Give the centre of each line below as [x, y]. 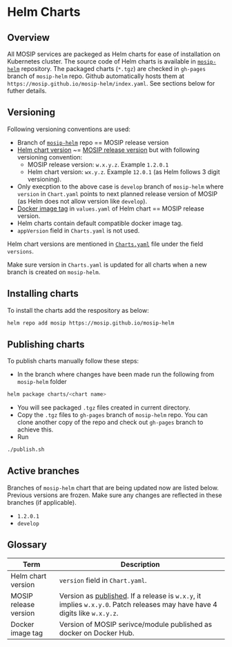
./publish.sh [26, 450]
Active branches [43, 471]
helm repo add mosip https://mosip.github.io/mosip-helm [91, 323]
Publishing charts [46, 344]
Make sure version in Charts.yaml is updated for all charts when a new [107, 264]
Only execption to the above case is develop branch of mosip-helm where [120, 186]
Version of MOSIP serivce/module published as [136, 624]
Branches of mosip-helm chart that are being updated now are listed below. [113, 487]
